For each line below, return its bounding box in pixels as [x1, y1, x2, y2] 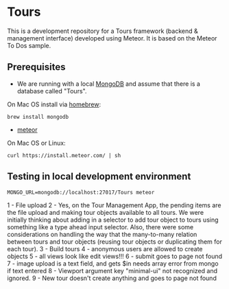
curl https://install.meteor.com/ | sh [7, 152, 121, 159]
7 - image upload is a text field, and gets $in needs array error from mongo [7, 259, 219, 268]
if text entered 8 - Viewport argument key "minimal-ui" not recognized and [7, 266, 218, 275]
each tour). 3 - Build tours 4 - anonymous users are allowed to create [7, 244, 203, 253]
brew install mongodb [7, 113, 69, 120]
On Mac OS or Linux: [7, 139, 67, 147]
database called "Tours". [16, 86, 87, 95]
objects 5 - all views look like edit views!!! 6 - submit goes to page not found [7, 252, 223, 260]
